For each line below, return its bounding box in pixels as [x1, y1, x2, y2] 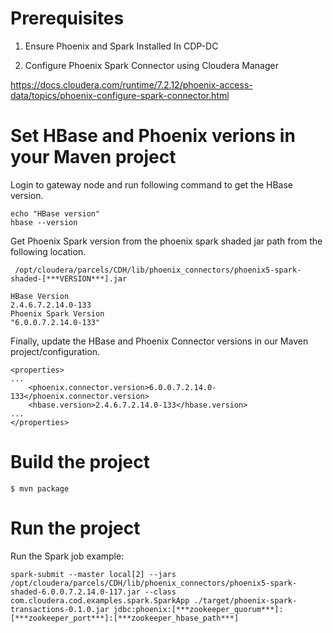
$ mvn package [10, 483, 70, 494]
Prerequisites [10, 7, 125, 30]
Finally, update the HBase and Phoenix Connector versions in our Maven [10, 335, 309, 347]
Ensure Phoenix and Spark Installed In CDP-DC [24, 40, 219, 52]
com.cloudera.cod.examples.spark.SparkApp [10, 595, 190, 606]
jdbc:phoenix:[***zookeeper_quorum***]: [113, 604, 284, 614]
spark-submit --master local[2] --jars [10, 569, 177, 579]
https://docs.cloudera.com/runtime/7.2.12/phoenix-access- [10, 78, 253, 91]
